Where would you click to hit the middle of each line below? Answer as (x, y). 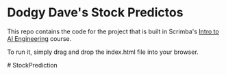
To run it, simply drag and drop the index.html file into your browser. (103, 52)
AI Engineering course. (39, 38)
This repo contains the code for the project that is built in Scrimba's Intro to (113, 31)
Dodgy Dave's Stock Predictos (95, 13)
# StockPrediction (33, 65)
